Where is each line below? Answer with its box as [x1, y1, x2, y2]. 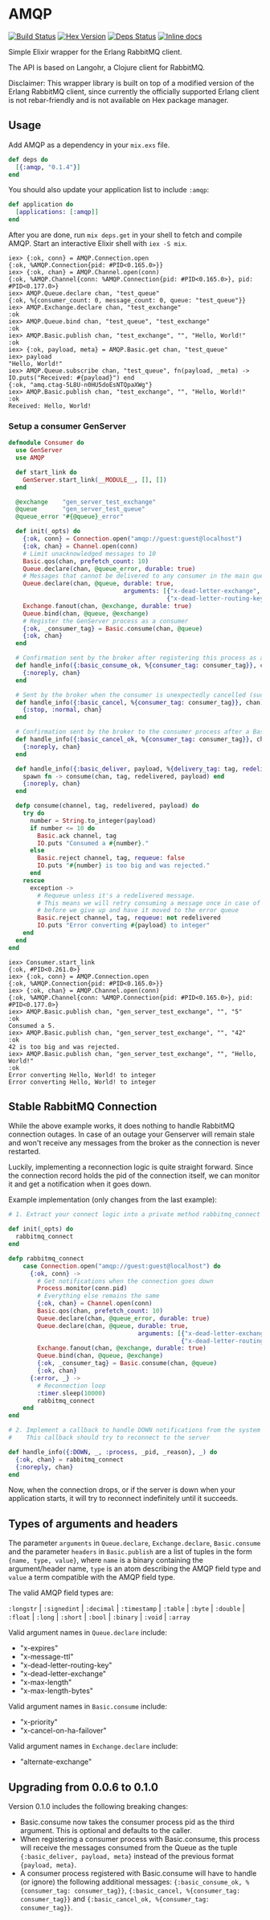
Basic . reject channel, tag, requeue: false [37, 854, 185, 862]
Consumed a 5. [8, 1022, 56, 1030]
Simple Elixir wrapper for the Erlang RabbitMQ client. [8, 47, 182, 56]
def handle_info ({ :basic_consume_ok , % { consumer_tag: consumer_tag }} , [15, 661, 257, 670]
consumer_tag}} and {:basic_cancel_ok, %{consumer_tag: [19, 1894, 211, 1904]
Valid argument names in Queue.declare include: [8, 1628, 167, 1638]
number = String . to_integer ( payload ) [29, 816, 157, 824]
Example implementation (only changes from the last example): [8, 1195, 217, 1205]
